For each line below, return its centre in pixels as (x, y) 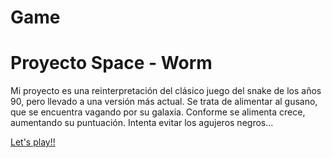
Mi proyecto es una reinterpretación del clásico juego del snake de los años (166, 91)
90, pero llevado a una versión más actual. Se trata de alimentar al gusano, (164, 102)
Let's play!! (33, 142)
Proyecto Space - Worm (111, 63)
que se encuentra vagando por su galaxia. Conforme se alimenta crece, (158, 112)
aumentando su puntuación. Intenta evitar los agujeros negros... (142, 123)
